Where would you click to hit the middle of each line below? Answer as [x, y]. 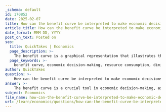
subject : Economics [25, 93]
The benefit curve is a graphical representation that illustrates [85, 56]
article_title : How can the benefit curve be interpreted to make [75, 28]
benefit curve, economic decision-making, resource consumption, [83, 65]
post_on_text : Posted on [31, 38]
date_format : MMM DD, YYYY [33, 33]
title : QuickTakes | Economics [42, 47]
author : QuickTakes [25, 70]
